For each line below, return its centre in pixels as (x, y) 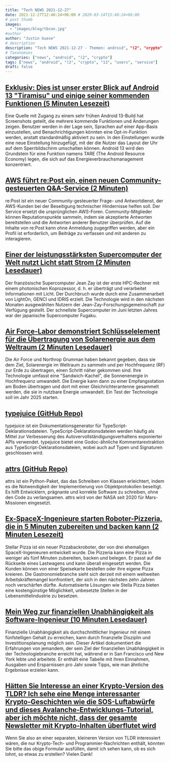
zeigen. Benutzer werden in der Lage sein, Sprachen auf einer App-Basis (82, 126)
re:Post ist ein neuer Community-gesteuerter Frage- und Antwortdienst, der (84, 201)
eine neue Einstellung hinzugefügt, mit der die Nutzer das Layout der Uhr (82, 143)
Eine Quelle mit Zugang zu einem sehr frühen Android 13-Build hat (74, 116)
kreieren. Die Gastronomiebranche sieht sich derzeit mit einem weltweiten (82, 574)
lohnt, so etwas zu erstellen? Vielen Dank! (49, 754)
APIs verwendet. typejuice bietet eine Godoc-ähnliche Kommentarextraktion (85, 442)
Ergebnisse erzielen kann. (32, 670)
